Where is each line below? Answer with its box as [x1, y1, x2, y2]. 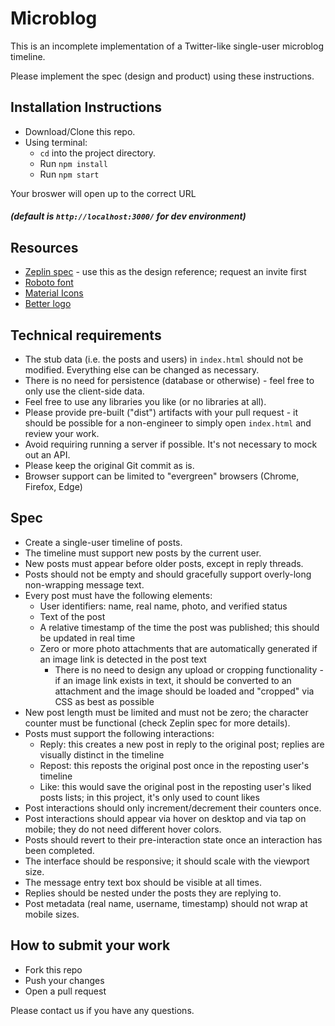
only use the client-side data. [24, 385, 145, 397]
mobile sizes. [24, 908, 80, 920]
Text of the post [39, 610, 106, 622]
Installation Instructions [10, 99, 163, 116]
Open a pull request [24, 985, 107, 997]
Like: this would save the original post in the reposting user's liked [39, 780, 312, 792]
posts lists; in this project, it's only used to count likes [39, 791, 260, 803]
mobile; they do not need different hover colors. [24, 823, 222, 835]
